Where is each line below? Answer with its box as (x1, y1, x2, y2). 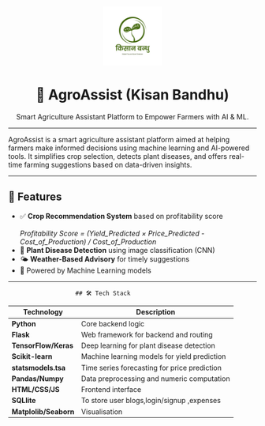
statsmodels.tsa (11, 363, 65, 372)
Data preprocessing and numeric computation (81, 374, 230, 383)
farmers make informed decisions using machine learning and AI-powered (8, 143, 250, 153)
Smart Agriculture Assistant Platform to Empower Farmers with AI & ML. (16, 111, 249, 121)
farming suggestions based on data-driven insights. (24, 160, 192, 169)
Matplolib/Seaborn (11, 406, 75, 417)
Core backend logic (81, 319, 145, 328)
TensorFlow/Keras (11, 341, 73, 350)
